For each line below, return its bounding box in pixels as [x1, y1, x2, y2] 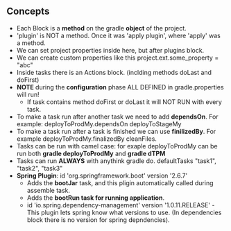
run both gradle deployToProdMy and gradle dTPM [16, 149, 166, 157]
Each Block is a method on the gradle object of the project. [16, 24, 187, 32]
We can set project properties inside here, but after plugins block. [16, 46, 205, 54]
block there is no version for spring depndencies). [26, 215, 171, 224]
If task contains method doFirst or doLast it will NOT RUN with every [26, 97, 223, 106]
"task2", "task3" [16, 164, 63, 172]
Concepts [6, 6, 50, 17]
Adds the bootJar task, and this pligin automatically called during [26, 178, 214, 187]
